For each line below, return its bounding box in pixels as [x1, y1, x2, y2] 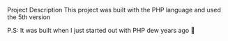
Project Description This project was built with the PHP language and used [7, 6, 221, 14]
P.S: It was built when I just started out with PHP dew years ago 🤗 [7, 27, 195, 34]
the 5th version [7, 13, 51, 21]
